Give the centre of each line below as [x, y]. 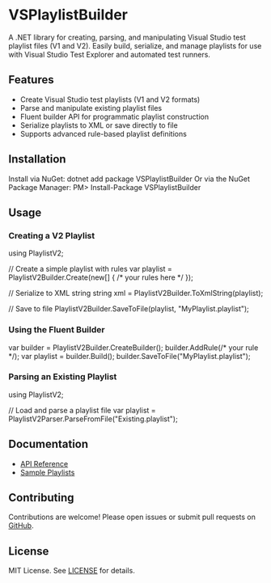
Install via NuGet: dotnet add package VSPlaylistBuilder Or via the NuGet [129, 179]
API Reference [44, 463]
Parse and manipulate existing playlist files [91, 108]
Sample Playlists [47, 472]
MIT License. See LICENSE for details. [72, 571]
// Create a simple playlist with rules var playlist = [90, 269]
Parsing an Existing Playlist [63, 377]
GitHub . [21, 526]
